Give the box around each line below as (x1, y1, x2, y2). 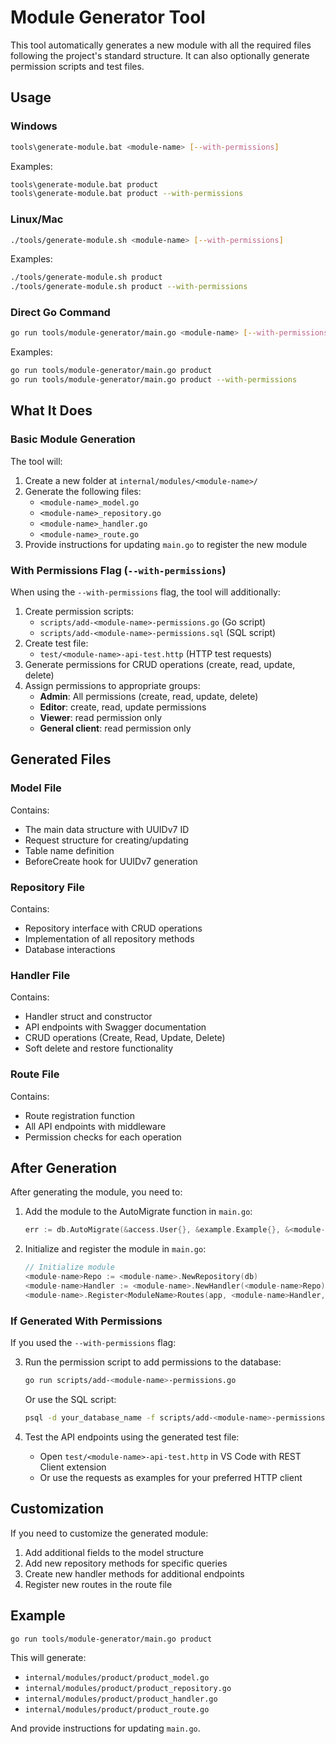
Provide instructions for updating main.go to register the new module (24, 538, 308, 550)
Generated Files (10, 751, 112, 768)
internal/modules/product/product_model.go (24, 1673, 210, 1683)
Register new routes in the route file (24, 1578, 173, 1590)
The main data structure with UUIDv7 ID (24, 823, 190, 835)
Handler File (10, 968, 71, 982)
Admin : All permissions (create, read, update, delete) (39, 691, 259, 703)
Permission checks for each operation (24, 1131, 182, 1143)
